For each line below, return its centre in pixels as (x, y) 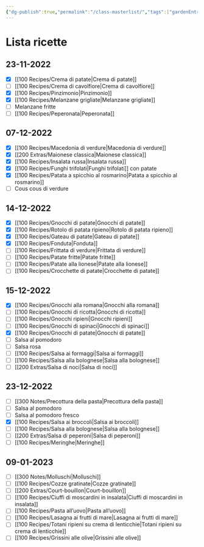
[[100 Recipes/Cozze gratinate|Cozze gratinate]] (75, 484)
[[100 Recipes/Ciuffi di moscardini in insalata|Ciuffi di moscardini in (99, 498)
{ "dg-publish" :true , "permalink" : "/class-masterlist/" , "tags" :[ (88, 12)
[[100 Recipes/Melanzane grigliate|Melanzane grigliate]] (85, 100)
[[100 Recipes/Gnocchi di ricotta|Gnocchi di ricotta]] (80, 312)
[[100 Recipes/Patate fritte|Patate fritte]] (65, 257)
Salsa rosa (27, 346)
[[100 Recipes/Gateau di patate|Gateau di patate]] (77, 237)
